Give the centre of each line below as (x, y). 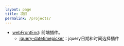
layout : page (18, 9)
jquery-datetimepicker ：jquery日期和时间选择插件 (69, 38)
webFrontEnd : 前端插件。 (37, 33)
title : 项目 (16, 14)
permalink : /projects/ (28, 18)
